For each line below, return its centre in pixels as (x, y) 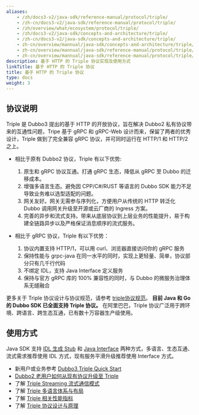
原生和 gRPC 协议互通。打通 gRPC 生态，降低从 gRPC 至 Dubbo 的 (105, 171)
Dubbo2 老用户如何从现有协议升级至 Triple (67, 376)
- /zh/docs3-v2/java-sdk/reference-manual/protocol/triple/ (92, 17)
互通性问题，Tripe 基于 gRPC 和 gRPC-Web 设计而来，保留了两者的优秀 (104, 131)
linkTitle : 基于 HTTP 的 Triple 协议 (50, 67)
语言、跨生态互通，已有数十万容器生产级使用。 (79, 313)
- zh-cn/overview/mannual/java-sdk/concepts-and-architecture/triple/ (106, 45)
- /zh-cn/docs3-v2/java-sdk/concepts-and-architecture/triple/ (97, 39)
